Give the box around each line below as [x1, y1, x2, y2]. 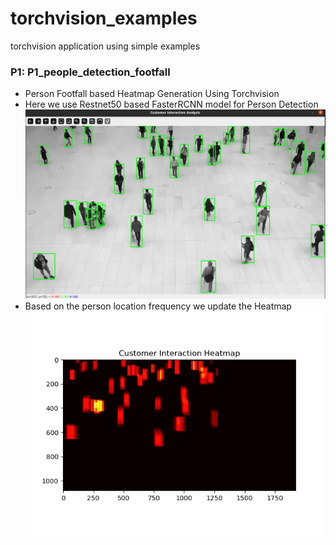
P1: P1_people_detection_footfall [10, 65, 171, 79]
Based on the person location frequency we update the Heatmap [24, 300, 292, 312]
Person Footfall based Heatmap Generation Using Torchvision [24, 88, 280, 100]
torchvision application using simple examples [10, 40, 201, 52]
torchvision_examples [10, 7, 198, 30]
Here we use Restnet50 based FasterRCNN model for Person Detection [24, 98, 319, 111]
